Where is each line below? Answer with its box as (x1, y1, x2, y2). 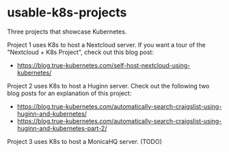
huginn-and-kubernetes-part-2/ (16, 124, 107, 132)
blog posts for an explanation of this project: (7, 89, 132, 97)
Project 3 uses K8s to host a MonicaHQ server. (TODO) (7, 137, 162, 145)
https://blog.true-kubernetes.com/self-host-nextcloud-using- (16, 61, 191, 69)
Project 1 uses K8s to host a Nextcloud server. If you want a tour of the (7, 40, 206, 49)
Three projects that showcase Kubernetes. (7, 27, 127, 36)
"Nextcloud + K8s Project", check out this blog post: (7, 48, 154, 56)
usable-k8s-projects (7, 5, 127, 21)
